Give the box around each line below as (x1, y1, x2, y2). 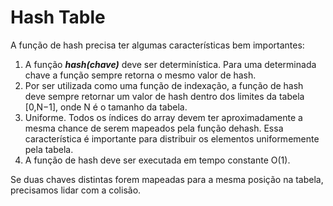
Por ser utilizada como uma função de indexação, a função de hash (24, 79, 304, 91)
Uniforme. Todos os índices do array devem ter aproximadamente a (24, 111, 303, 123)
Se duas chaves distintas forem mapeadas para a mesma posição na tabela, (10, 173, 324, 185)
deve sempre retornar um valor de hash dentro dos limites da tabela (24, 90, 305, 102)
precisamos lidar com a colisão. (10, 184, 142, 196)
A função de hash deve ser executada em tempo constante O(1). (24, 154, 291, 166)
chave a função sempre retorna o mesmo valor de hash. (24, 69, 257, 81)
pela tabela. (24, 143, 74, 155)
